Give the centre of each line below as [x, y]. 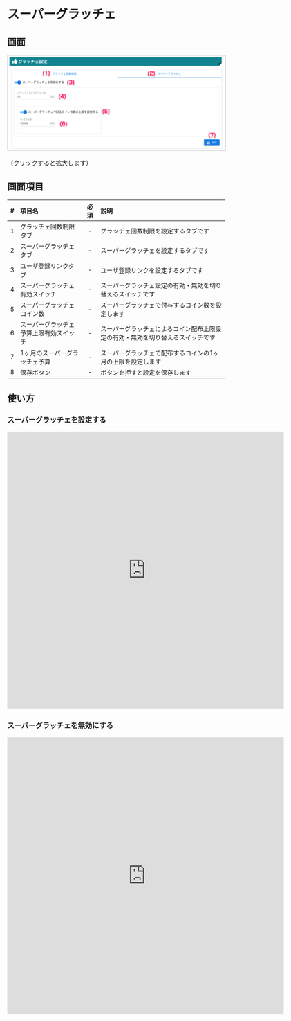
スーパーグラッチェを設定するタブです [155, 251]
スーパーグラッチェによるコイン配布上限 [158, 329]
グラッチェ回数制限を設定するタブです [155, 231]
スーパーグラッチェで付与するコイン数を [158, 305]
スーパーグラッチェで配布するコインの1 [157, 353]
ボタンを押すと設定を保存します [146, 372]
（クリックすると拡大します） [49, 163]
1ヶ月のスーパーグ [47, 353]
